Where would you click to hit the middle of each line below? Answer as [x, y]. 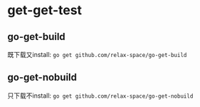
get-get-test [45, 10]
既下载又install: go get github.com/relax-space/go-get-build [97, 55]
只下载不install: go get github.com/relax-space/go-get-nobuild [100, 96]
